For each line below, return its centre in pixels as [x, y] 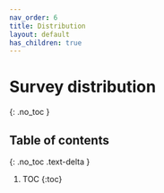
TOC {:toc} [42, 179]
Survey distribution [83, 87]
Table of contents [59, 140]
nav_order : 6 [34, 18]
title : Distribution [48, 26]
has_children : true [46, 43]
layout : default [39, 34]
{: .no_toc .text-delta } [50, 162]
